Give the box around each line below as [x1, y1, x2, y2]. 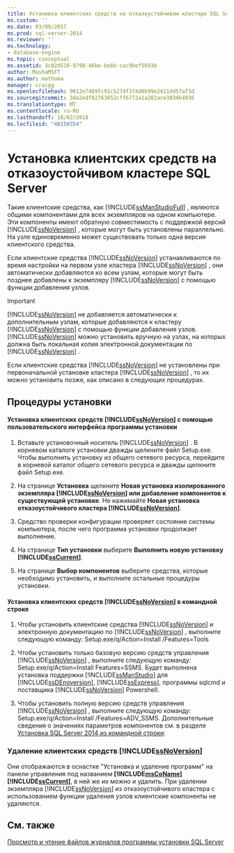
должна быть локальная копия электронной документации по [7, 340, 193, 349]
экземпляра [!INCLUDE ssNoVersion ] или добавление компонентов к [17, 489, 226, 497]
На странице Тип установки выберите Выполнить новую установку [17, 545, 224, 554]
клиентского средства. [7, 240, 76, 248]
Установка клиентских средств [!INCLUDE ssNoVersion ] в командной [7, 597, 217, 605]
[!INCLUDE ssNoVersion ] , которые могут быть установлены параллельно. [7, 225, 225, 234]
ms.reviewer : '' [7, 36, 54, 43]
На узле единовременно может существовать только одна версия [7, 233, 206, 241]
